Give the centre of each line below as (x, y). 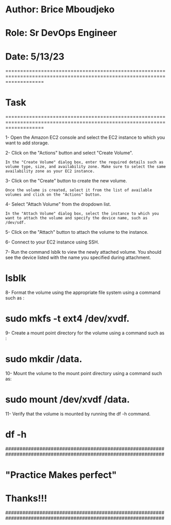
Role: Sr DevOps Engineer (61, 33)
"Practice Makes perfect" (61, 475)
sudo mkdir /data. (44, 359)
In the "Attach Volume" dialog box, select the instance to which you (82, 214)
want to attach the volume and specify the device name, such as (76, 218)
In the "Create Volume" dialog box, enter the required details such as (84, 162)
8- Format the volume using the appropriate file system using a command (83, 293)
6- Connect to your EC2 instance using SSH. (52, 242)
